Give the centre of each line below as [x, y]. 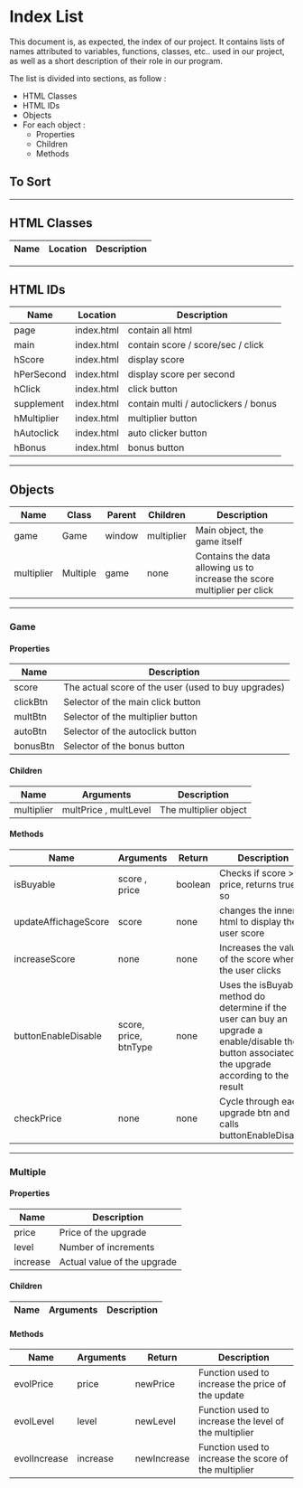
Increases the [248, 947]
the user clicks [250, 970]
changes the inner [257, 910]
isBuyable [35, 884]
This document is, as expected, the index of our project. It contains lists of [147, 42]
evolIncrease [41, 1459]
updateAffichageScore [62, 921]
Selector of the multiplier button [130, 717]
